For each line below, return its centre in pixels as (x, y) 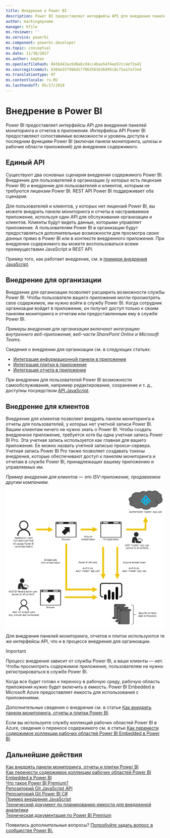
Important (16, 651)
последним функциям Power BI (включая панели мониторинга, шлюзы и (84, 141)
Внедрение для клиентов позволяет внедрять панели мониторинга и (80, 419)
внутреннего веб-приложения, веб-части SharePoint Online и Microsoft (82, 334)
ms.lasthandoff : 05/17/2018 (35, 86)
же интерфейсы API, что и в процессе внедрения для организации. (78, 641)
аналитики (17, 810)
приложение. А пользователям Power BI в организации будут (72, 227)
